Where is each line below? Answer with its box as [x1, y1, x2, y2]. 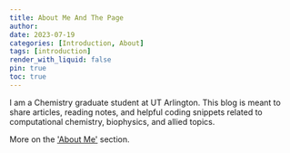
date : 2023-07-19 [9, 30, 75, 39]
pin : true [9, 64, 47, 73]
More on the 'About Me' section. [9, 133, 130, 145]
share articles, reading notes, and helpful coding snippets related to [9, 106, 264, 118]
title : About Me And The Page [9, 13, 125, 23]
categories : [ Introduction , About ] [9, 38, 145, 48]
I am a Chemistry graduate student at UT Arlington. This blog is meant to [9, 97, 282, 108]
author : [9, 22, 39, 31]
